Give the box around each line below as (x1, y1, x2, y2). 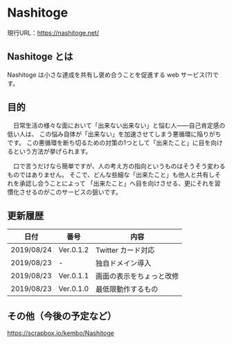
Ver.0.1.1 (58, 271, 89, 281)
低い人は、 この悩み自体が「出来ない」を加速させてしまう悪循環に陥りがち (7, 129, 222, 138)
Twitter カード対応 (96, 246, 155, 255)
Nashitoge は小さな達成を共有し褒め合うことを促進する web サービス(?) (7, 71, 213, 79)
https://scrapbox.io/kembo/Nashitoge (7, 329, 114, 337)
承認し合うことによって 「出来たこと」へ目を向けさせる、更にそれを (19, 179, 215, 188)
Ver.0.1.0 (58, 284, 89, 293)
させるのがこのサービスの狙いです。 (19, 188, 123, 196)
